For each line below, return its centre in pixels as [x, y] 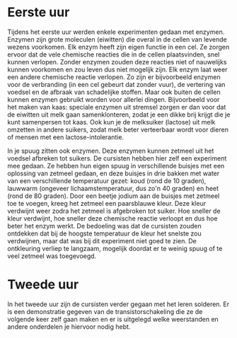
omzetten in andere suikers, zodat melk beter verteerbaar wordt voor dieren [118, 129]
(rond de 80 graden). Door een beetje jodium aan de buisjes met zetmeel [114, 196]
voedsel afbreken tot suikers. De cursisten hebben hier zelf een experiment [117, 158]
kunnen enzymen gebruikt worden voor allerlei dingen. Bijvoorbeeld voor [114, 99]
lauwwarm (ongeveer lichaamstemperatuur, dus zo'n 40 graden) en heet [113, 188]
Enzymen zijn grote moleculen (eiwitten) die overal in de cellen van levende [117, 39]
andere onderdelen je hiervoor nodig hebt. [69, 327]
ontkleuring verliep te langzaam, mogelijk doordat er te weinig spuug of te [115, 248]
